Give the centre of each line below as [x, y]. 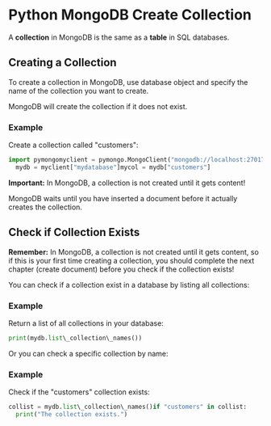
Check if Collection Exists [74, 232]
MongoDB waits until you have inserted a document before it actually [123, 198]
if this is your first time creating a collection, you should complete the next [131, 260]
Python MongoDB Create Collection [130, 15]
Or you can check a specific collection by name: [88, 353]
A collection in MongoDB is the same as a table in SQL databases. [119, 37]
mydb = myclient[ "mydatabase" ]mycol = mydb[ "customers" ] [113, 167]
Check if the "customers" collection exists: [79, 392]
